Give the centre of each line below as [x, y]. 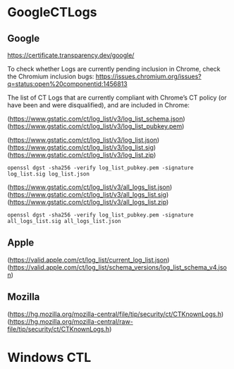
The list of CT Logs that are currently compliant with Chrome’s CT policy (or [117, 97]
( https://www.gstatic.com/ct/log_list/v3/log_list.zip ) [82, 155]
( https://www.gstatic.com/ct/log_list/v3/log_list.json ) [84, 140]
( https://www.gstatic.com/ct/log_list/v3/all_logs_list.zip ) [88, 202]
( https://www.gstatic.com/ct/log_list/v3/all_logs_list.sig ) [88, 194]
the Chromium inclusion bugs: [51, 76]
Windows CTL [49, 357]
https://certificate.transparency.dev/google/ [71, 55]
